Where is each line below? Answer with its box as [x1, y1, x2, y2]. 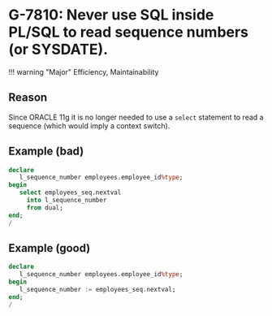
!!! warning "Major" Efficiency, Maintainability [8, 67, 159, 76]
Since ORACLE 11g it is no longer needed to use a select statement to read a [8, 112, 264, 122]
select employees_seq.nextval [19, 188, 122, 197]
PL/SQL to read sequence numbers [8, 23, 249, 41]
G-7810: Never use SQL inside [8, 6, 214, 24]
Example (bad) [8, 145, 84, 158]
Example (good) [8, 241, 91, 255]
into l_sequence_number [26, 197, 107, 205]
